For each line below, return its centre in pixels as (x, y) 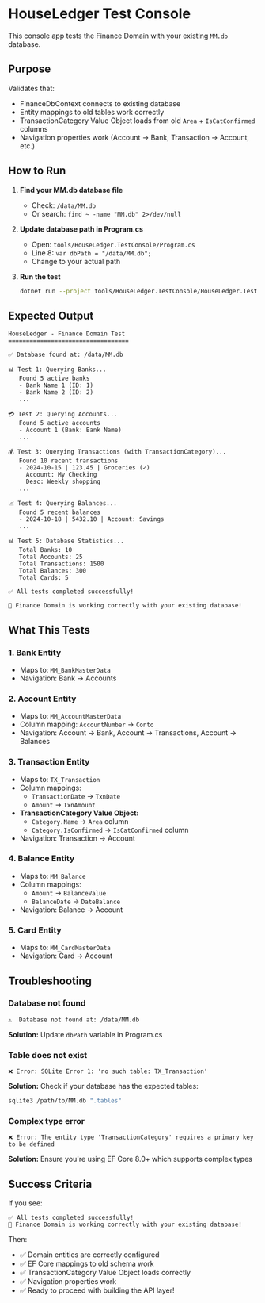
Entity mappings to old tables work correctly (92, 112)
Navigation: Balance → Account (71, 910)
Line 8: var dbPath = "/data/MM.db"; (91, 253)
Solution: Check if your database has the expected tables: (104, 1086)
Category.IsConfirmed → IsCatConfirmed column (110, 830)
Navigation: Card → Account (66, 956)
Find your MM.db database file (71, 190)
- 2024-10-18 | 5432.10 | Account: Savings (91, 519)
